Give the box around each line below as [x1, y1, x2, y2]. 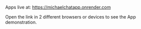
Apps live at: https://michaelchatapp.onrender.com [5, 4, 111, 10]
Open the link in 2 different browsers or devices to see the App [5, 14, 136, 19]
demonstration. [5, 19, 37, 25]
